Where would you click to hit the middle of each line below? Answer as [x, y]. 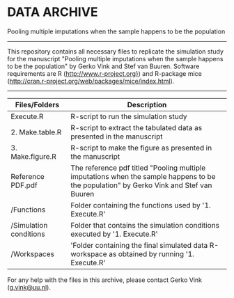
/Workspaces [32, 253]
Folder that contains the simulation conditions [145, 225]
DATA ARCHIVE [53, 12]
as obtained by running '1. [152, 253]
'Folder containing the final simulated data [139, 245]
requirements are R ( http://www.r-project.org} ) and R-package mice [104, 73]
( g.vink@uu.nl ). [29, 287]
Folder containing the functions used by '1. [141, 205]
